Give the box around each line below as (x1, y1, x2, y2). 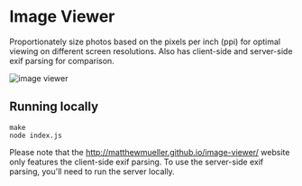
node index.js (9, 131, 63, 140)
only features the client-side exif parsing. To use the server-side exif (9, 156, 264, 167)
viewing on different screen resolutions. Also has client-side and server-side (9, 45, 293, 56)
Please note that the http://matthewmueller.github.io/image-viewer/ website (9, 146, 290, 157)
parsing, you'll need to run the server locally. (9, 165, 176, 177)
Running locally (9, 99, 99, 115)
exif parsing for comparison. (9, 55, 114, 66)
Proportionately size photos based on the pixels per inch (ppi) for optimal (9, 36, 281, 47)
